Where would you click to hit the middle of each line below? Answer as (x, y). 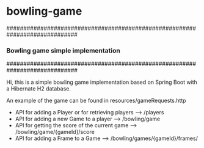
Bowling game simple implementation (63, 50)
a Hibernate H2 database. (39, 89)
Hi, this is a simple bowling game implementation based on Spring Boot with (102, 82)
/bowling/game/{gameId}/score (55, 132)
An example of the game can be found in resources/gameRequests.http (96, 101)
